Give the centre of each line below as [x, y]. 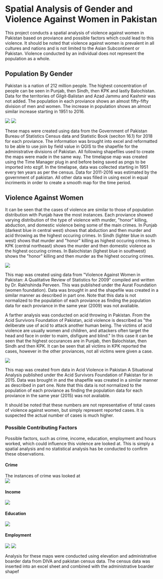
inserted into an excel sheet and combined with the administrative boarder [80, 566]
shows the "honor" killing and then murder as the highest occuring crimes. [80, 256]
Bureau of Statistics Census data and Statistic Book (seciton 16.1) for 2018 [79, 136]
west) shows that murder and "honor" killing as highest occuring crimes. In [80, 240]
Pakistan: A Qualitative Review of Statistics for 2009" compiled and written [80, 280]
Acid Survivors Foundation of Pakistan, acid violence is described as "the [79, 320]
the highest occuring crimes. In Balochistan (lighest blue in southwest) [76, 251]
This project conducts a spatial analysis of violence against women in [75, 33]
